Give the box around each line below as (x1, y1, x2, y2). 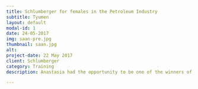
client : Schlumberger (6, 58, 60, 64)
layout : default (6, 19, 46, 25)
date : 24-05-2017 (6, 31, 49, 37)
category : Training (6, 63, 55, 70)
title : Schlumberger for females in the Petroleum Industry (6, 8, 158, 15)
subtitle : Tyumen (6, 14, 49, 20)
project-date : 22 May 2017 (6, 52, 73, 58)
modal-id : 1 (6, 25, 36, 31)
